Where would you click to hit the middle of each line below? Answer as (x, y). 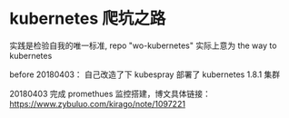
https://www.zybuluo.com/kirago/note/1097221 (98, 103)
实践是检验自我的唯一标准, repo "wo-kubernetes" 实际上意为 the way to (143, 45)
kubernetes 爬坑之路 (88, 19)
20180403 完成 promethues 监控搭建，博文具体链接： (110, 93)
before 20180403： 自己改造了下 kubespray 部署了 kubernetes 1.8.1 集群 (145, 74)
